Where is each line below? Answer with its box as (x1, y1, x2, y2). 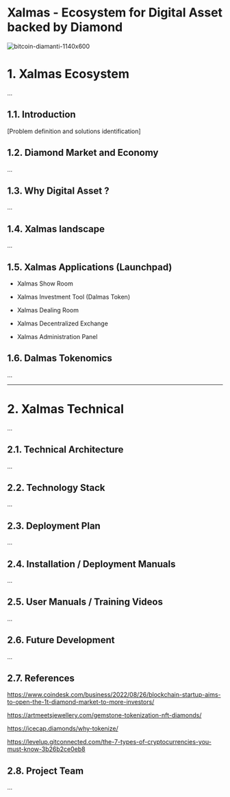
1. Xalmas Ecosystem (7, 67, 130, 82)
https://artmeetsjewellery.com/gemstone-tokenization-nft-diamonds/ (7, 711, 202, 719)
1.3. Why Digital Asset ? (7, 185, 110, 196)
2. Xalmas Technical (7, 401, 125, 417)
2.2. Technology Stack (7, 482, 105, 494)
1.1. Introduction (7, 108, 77, 121)
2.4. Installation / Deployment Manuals (7, 558, 176, 570)
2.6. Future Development (7, 634, 115, 646)
